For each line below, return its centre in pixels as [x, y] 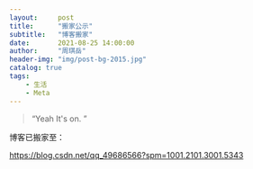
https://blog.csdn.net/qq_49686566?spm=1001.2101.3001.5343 [126, 155]
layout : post [42, 18]
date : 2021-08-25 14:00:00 [72, 43]
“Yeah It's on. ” [59, 119]
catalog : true [36, 68]
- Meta [38, 93]
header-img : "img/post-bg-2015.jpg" [78, 59]
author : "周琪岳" [48, 51]
